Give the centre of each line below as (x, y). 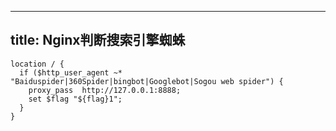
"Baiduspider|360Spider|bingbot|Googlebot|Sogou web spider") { (147, 81)
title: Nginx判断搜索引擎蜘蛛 (98, 40)
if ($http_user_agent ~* (71, 72)
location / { (37, 64)
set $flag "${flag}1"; (75, 99)
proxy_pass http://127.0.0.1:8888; (105, 90)
